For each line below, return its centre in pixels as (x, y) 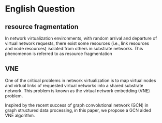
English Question (40, 9)
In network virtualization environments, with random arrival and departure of (81, 38)
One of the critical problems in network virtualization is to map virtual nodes (81, 80)
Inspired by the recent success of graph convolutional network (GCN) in (77, 105)
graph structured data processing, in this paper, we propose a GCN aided (78, 110)
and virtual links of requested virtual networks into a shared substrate (74, 85)
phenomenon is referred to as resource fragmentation (59, 54)
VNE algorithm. (20, 115)
